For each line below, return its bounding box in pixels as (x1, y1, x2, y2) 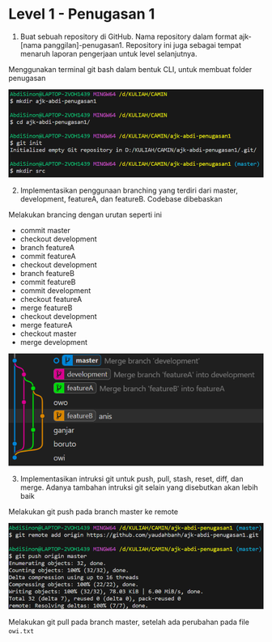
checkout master (19, 329, 77, 338)
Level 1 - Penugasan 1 (8, 5, 155, 23)
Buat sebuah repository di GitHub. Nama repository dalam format (19, 32, 237, 41)
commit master (19, 226, 71, 236)
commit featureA (19, 252, 76, 261)
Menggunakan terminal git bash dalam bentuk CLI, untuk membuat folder (8, 64, 253, 74)
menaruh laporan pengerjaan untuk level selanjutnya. (19, 49, 198, 58)
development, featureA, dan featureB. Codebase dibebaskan (19, 194, 223, 204)
